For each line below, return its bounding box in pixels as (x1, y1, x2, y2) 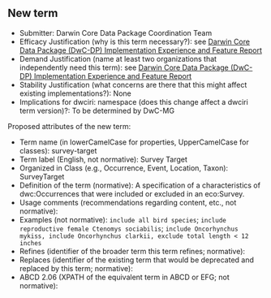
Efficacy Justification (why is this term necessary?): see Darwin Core (19, 37, 251, 46)
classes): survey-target (19, 145, 97, 155)
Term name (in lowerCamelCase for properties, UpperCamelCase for (19, 137, 249, 147)
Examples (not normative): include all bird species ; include (19, 214, 226, 224)
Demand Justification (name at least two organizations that (19, 54, 217, 63)
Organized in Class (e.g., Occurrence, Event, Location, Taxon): (19, 162, 229, 173)
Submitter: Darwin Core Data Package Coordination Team (19, 28, 213, 37)
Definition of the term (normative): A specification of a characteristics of (19, 180, 261, 190)
